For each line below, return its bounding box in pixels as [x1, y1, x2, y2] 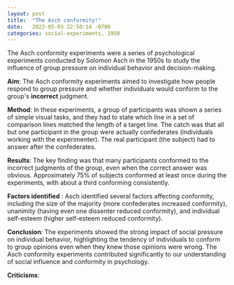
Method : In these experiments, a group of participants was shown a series [7, 105, 222, 114]
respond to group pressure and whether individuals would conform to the [7, 85, 219, 93]
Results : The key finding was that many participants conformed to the [7, 156, 209, 165]
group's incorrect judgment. [7, 92, 89, 101]
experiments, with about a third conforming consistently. [7, 179, 170, 187]
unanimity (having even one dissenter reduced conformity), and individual [7, 207, 220, 215]
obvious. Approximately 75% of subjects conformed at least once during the [7, 171, 227, 180]
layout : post [7, 10, 45, 17]
